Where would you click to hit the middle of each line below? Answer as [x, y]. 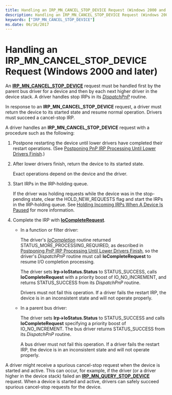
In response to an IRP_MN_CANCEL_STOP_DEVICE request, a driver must [83, 107]
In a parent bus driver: [44, 308]
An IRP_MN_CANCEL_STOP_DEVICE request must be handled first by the [83, 86]
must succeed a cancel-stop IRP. [40, 118]
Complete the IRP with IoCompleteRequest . [59, 220]
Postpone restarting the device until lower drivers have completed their [88, 143]
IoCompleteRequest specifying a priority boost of [73, 324]
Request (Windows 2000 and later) [81, 72]
